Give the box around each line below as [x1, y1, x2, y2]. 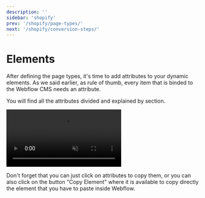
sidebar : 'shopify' [6, 15, 56, 21]
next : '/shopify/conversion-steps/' [6, 26, 100, 32]
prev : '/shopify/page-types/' [6, 20, 84, 26]
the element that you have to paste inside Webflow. [6, 185, 136, 193]
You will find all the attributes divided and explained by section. [6, 97, 166, 105]
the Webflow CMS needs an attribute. [6, 86, 101, 93]
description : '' [6, 9, 48, 15]
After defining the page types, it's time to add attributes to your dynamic [6, 73, 188, 80]
